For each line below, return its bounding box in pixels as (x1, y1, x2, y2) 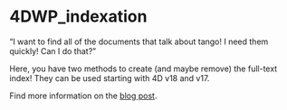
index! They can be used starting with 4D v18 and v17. (9, 72, 210, 83)
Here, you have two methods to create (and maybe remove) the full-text (9, 63, 278, 74)
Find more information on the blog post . (9, 90, 158, 101)
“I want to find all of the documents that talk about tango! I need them (9, 36, 269, 47)
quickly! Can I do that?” (9, 45, 97, 56)
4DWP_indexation (9, 6, 148, 27)
